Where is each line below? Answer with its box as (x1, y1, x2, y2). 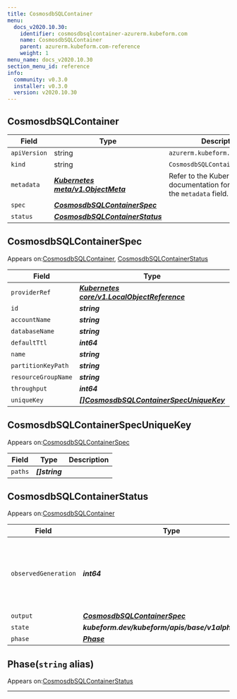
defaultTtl (11, 338, 47, 347)
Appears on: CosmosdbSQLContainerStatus (7, 677, 133, 686)
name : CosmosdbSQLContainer (20, 37, 102, 44)
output (11, 612, 33, 620)
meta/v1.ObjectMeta (54, 184, 126, 194)
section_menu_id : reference (7, 63, 90, 70)
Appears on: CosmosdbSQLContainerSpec (7, 438, 130, 446)
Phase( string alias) (7, 658, 94, 670)
